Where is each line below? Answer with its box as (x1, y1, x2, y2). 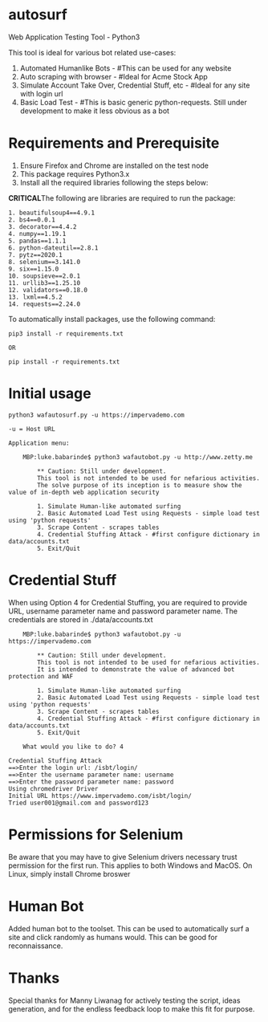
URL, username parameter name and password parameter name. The (8, 606, 238, 616)
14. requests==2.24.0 (8, 299, 81, 308)
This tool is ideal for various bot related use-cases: (8, 47, 177, 57)
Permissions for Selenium (8, 825, 184, 844)
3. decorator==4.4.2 (8, 222, 78, 230)
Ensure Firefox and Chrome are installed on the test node (19, 161, 209, 170)
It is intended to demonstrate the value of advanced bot (37, 665, 235, 674)
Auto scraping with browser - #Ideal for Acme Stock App (19, 71, 209, 81)
